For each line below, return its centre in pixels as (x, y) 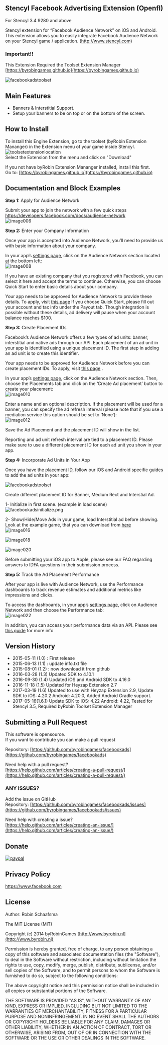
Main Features (28, 96)
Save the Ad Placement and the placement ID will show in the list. (73, 429)
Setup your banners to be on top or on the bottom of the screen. (79, 113)
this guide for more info (29, 630)
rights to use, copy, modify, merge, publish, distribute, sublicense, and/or (81, 965)
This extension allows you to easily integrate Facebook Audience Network (81, 35)
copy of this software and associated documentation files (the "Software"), (83, 954)
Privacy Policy (28, 874)
